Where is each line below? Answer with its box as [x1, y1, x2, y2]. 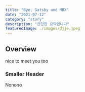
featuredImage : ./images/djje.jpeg [5, 26, 80, 31]
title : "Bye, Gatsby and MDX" [5, 7, 69, 13]
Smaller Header [5, 70, 45, 77]
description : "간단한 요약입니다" [5, 21, 70, 27]
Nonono [5, 82, 22, 88]
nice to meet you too [5, 58, 49, 64]
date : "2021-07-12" [5, 12, 47, 17]
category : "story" [5, 17, 44, 22]
